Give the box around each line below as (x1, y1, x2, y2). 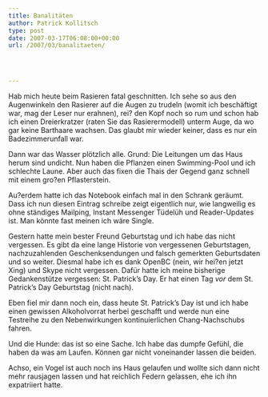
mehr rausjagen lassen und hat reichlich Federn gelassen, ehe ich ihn (8, 371, 238, 381)
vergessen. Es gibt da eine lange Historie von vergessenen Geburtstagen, (8, 240, 251, 250)
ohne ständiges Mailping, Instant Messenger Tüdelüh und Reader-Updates (8, 207, 254, 217)
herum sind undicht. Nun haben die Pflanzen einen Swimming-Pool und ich (8, 158, 256, 168)
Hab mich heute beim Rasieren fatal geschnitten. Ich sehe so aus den (8, 91, 237, 101)
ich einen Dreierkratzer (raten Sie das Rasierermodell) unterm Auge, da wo (8, 117, 254, 126)
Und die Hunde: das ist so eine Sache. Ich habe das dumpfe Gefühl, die (8, 339, 244, 349)
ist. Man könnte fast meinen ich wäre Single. (8, 216, 154, 226)
